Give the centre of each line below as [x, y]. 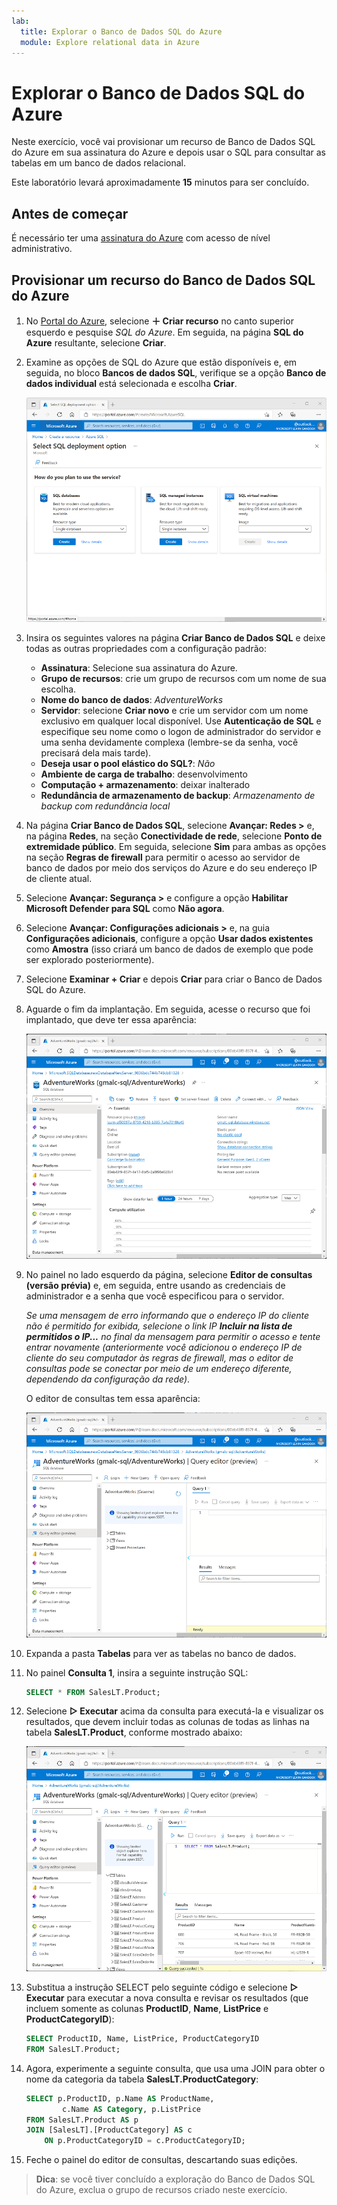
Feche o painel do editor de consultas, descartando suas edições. [161, 2160]
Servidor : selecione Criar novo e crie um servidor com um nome [174, 711]
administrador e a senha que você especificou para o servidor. [155, 1296]
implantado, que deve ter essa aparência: [111, 1020]
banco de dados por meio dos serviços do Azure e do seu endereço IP [171, 868]
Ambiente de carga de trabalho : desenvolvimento [144, 774]
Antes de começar [70, 213]
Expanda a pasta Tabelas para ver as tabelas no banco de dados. [161, 1653]
